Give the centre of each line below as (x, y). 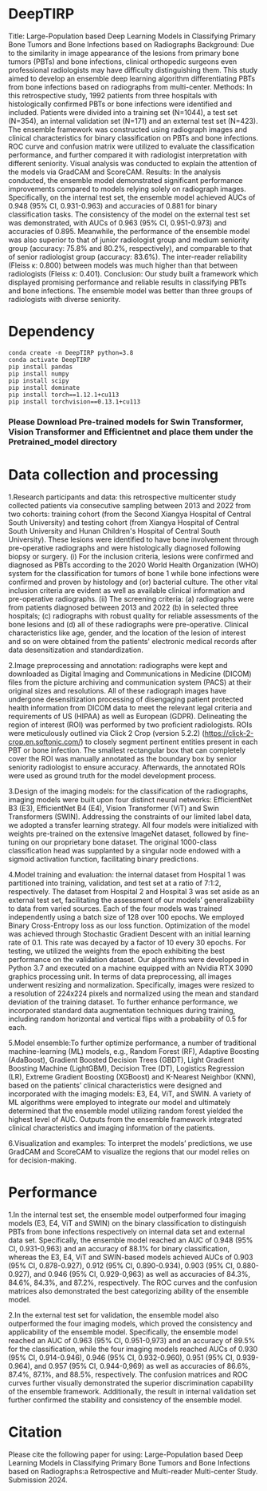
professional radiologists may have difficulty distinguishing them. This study (133, 70)
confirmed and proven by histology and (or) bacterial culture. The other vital (133, 582)
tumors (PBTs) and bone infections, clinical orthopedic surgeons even (123, 62)
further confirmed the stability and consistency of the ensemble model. (125, 1400)
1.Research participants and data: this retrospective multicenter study (122, 497)
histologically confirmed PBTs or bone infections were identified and (120, 104)
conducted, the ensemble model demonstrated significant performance (126, 180)
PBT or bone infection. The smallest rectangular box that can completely (127, 750)
